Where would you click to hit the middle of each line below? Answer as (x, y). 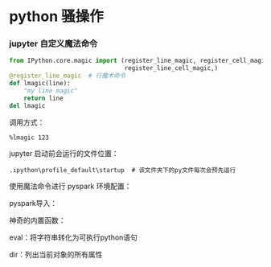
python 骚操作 (56, 16)
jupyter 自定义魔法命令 (53, 43)
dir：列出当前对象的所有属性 (56, 254)
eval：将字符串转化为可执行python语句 (73, 237)
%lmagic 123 (29, 138)
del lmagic (27, 105)
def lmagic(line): (40, 84)
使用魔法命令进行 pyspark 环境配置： (70, 186)
